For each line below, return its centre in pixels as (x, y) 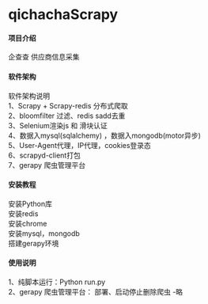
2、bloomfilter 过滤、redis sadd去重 (67, 116)
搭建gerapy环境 (34, 243)
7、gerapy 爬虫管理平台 (47, 165)
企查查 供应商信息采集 (44, 57)
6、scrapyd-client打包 (44, 155)
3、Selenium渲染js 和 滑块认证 (58, 125)
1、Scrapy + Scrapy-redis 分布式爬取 (68, 105)
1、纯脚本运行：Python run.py (57, 282)
